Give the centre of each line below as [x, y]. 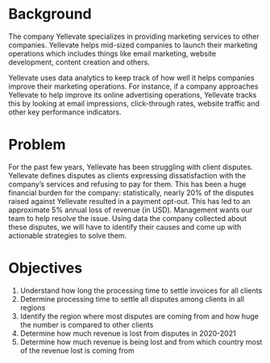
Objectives [46, 268]
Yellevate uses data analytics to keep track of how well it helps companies [132, 77]
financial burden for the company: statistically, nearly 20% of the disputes [131, 192]
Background [50, 14]
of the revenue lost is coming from [77, 350]
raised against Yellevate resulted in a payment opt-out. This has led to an [129, 201]
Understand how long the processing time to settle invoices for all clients [141, 290]
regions [33, 307]
